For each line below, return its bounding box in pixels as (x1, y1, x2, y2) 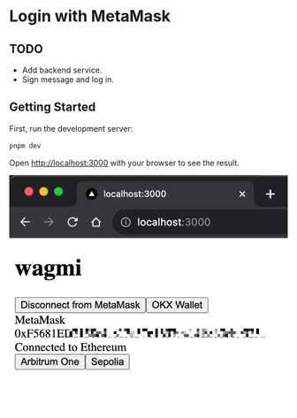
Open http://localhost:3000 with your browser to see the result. (9, 157, 240, 168)
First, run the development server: (9, 123, 133, 133)
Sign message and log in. (21, 74, 115, 85)
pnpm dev (9, 141, 42, 150)
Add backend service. (21, 65, 103, 75)
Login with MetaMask (9, 6, 171, 27)
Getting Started (9, 100, 96, 115)
